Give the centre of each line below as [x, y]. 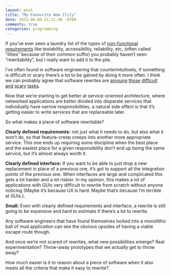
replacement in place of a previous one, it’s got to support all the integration [85, 169]
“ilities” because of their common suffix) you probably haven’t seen [76, 55]
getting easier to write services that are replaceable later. [65, 112]
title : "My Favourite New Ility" [41, 15]
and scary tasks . [23, 86]
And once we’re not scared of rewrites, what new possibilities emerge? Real [85, 242]
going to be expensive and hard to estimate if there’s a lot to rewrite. [77, 211]
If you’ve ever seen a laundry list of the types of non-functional [72, 43]
